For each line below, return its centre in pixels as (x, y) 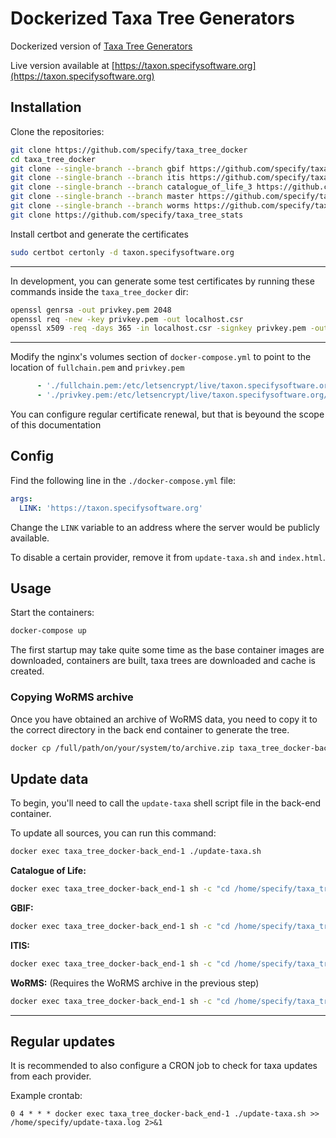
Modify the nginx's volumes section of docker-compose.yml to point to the (161, 357)
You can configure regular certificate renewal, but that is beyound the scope (167, 414)
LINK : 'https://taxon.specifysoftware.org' (111, 508)
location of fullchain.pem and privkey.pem (97, 368)
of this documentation (56, 425)
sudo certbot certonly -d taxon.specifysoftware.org (122, 252)
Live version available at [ (62, 65)
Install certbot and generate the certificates (100, 234)
